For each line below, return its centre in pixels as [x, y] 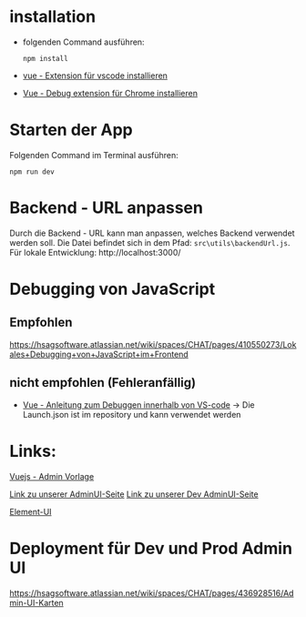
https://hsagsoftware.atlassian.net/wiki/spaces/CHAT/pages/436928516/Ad [152, 592]
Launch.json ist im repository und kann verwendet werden [132, 414]
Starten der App [71, 130]
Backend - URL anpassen [106, 208]
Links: [33, 451]
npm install [45, 58]
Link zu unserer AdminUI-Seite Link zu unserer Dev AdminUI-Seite [134, 494]
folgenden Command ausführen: [83, 42]
